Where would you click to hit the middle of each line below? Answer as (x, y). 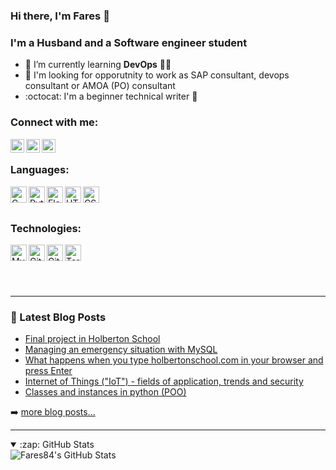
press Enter (48, 371)
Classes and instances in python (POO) (105, 392)
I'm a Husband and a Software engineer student (129, 42)
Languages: (40, 170)
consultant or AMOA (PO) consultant (100, 86)
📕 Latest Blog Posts (58, 317)
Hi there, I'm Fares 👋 (60, 16)
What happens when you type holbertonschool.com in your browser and (174, 360)
